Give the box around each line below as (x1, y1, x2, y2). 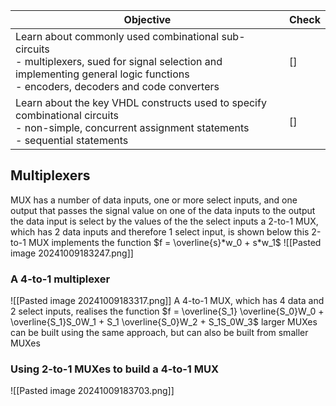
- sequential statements (15, 134, 129, 147)
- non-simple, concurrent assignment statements (15, 121, 250, 134)
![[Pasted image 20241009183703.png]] (10, 385, 175, 397)
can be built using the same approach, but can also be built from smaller (10, 327, 309, 339)
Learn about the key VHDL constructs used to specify (15, 96, 267, 109)
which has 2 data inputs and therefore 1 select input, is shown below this (10, 225, 310, 238)
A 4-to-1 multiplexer (10, 272, 111, 286)
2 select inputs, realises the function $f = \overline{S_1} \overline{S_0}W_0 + (10, 305, 325, 318)
